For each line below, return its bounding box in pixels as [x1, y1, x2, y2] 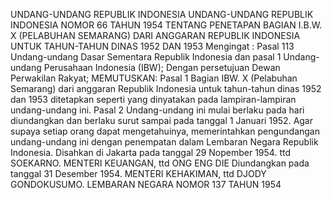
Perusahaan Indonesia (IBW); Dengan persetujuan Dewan [43, 62, 281, 73]
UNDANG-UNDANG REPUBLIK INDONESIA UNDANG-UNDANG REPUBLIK [10, 9, 314, 20]
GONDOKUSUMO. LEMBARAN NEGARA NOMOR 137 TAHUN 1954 [10, 179, 282, 190]
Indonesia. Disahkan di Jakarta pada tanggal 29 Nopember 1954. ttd [10, 147, 291, 158]
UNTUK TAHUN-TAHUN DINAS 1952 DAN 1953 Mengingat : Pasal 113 [10, 40, 295, 52]
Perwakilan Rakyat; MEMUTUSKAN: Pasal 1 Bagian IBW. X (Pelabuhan [10, 72, 298, 84]
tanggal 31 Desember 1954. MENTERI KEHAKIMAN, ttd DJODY [10, 168, 267, 179]
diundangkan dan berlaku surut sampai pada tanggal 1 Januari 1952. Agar [10, 115, 314, 126]
